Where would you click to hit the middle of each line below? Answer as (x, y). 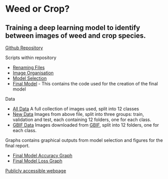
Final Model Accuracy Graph (42, 155)
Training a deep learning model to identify (73, 28)
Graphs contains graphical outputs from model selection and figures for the (84, 140)
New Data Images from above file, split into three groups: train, (78, 114)
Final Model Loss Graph (37, 161)
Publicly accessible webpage (36, 171)
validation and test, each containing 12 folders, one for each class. (82, 120)
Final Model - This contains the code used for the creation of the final (85, 84)
